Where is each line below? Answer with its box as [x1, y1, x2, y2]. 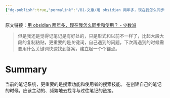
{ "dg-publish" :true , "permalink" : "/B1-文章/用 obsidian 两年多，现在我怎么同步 [5, 7, 164, 13]
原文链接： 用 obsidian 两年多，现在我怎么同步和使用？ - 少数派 [5, 22, 137, 28]
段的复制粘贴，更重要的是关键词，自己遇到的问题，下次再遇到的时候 [17, 39, 160, 45]
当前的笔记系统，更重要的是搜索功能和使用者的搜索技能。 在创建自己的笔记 [5, 81, 162, 87]
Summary [5, 63, 47, 75]
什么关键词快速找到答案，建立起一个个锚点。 [26, 45, 120, 51]
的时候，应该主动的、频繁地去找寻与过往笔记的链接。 [5, 87, 116, 93]
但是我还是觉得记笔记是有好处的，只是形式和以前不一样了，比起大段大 [17, 32, 164, 39]
